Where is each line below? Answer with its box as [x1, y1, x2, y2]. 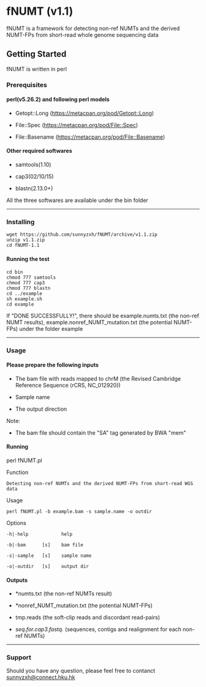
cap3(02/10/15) [15, 173, 54, 180]
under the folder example [19, 325, 83, 332]
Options [6, 519, 26, 526]
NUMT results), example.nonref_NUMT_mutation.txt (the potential [6, 318, 173, 326]
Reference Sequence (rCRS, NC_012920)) [15, 381, 121, 389]
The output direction [15, 405, 67, 413]
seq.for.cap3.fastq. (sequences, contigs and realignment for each [15, 626, 182, 633]
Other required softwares [6, 147, 72, 155]
